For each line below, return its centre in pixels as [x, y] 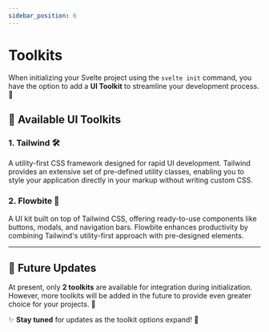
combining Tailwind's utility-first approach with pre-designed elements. [126, 235]
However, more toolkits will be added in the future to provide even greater [130, 296]
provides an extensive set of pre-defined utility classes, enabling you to [126, 172]
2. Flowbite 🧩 [34, 201]
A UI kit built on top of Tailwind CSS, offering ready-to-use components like [133, 218]
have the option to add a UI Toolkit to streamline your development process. [134, 86]
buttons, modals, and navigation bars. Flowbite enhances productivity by [128, 227]
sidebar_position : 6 [43, 16]
